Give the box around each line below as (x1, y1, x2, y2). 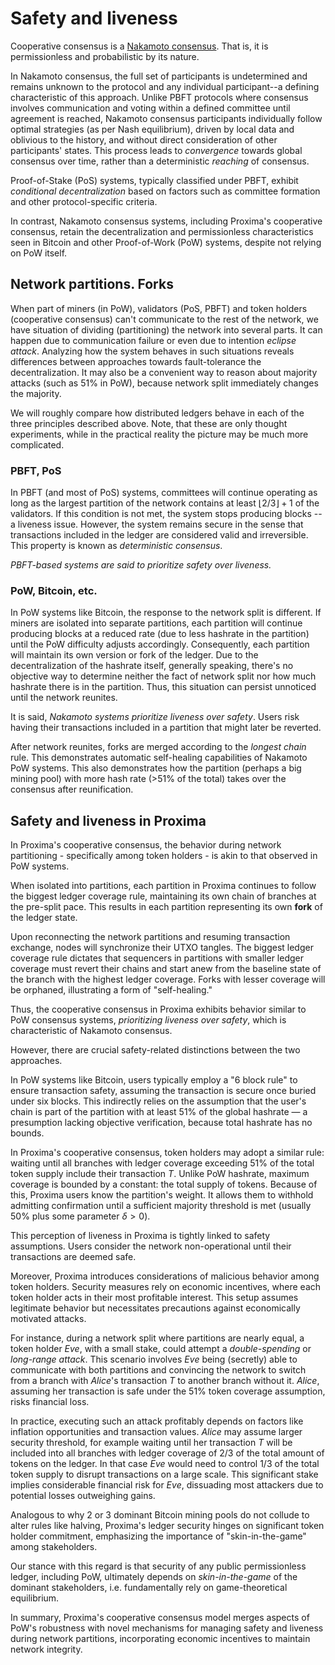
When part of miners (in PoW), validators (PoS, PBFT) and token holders (10, 302, 308, 314)
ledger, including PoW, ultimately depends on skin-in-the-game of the (10, 1571, 298, 1583)
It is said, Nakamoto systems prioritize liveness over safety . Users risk (10, 711, 300, 723)
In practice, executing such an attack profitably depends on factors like (10, 1415, 304, 1427)
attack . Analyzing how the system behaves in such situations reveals (10, 345, 295, 357)
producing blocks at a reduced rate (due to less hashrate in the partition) (10, 628, 310, 640)
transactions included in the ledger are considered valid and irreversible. (10, 529, 309, 541)
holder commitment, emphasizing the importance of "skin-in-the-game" (10, 1530, 307, 1542)
